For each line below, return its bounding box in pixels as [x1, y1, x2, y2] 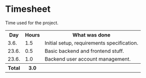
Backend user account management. [44, 55, 131, 62]
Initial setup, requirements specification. [44, 39, 139, 46]
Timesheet [5, 3, 51, 15]
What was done [72, 31, 111, 38]
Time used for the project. [5, 20, 59, 26]
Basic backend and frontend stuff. [44, 47, 125, 54]
